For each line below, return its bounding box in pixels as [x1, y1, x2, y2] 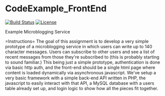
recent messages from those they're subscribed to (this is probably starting [5, 54, 160, 60]
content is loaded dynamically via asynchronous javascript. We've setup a [5, 69, 156, 75]
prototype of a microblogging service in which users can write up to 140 [5, 43, 153, 49]
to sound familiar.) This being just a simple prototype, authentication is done [5, 59, 161, 65]
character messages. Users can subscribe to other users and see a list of [5, 49, 155, 55]
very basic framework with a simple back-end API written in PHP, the [5, 75, 146, 81]
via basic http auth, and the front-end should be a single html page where [5, 64, 156, 70]
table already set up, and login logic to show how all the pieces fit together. [5, 85, 159, 91]
